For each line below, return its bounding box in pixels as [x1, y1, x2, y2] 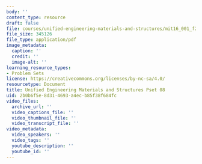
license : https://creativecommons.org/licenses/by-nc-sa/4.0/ [6, 76, 165, 82]
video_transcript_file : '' [11, 121, 79, 127]
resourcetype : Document [6, 82, 66, 88]
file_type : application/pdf [6, 37, 77, 43]
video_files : [6, 98, 39, 104]
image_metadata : [6, 43, 47, 49]
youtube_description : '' [11, 142, 74, 149]
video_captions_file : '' [11, 109, 74, 115]
